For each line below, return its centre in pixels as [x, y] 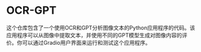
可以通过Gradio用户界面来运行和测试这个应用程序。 [86, 42]
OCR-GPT [31, 10]
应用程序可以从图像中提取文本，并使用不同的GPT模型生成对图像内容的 [94, 35]
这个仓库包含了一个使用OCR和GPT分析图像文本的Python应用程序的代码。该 [101, 27]
